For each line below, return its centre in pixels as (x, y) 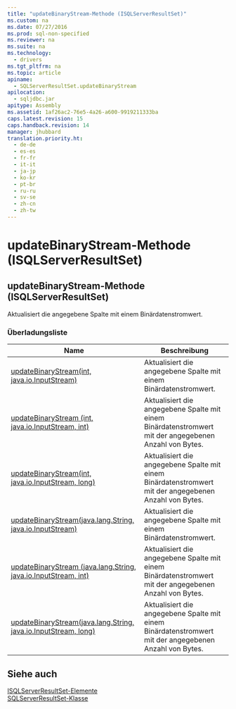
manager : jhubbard (34, 132)
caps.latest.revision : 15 (45, 118)
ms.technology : (29, 54)
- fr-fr (25, 158)
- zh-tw (25, 211)
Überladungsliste (38, 332)
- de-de (25, 145)
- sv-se (25, 197)
